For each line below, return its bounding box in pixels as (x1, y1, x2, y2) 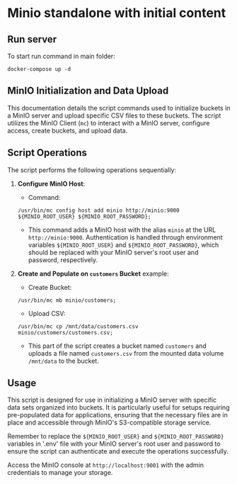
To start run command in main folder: (7, 52, 115, 60)
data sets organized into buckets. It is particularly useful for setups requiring (7, 403, 230, 412)
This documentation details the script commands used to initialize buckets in (7, 103, 231, 112)
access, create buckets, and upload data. (7, 126, 128, 135)
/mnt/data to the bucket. (28, 356, 99, 365)
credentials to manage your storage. (7, 468, 113, 477)
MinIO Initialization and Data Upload (7, 85, 169, 97)
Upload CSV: (28, 309, 66, 317)
